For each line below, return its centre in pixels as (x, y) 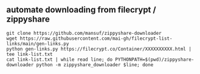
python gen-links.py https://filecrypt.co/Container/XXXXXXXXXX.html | (99, 49)
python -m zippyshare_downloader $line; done (95, 65)
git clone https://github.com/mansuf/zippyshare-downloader (84, 33)
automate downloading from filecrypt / (81, 10)
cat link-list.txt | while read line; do (60, 60)
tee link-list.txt (29, 54)
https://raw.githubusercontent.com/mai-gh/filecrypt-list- (96, 39)
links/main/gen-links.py (38, 44)
